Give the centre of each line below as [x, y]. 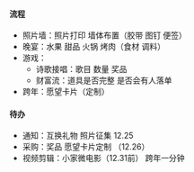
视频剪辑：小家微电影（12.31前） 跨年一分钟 [103, 158]
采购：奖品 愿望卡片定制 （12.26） [86, 147]
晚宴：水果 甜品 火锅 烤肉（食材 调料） [94, 47]
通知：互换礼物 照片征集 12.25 [78, 136]
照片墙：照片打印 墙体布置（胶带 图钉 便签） [104, 35]
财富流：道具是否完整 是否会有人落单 [104, 80]
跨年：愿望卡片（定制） [66, 92]
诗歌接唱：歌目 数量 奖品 [81, 69]
